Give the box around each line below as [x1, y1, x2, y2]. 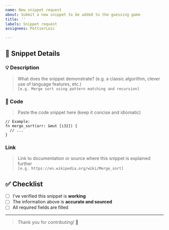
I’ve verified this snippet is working [12, 193, 86, 199]
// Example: [5, 119, 30, 124]
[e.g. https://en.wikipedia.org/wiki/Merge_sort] [17, 166, 124, 171]
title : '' [5, 17, 26, 22]
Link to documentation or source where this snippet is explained [17, 156, 151, 162]
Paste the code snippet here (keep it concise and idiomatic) [17, 109, 141, 116]
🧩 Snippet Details [5, 49, 60, 58]
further [17, 161, 33, 167]
